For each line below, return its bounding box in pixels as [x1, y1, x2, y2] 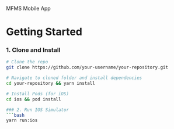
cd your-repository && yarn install [6, 81, 95, 87]
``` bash [6, 112, 25, 118]
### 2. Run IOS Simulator [6, 107, 69, 113]
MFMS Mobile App [6, 5, 51, 12]
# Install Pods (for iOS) [6, 91, 69, 96]
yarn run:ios [6, 117, 38, 124]
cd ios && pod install [6, 96, 61, 102]
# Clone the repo [6, 59, 48, 65]
